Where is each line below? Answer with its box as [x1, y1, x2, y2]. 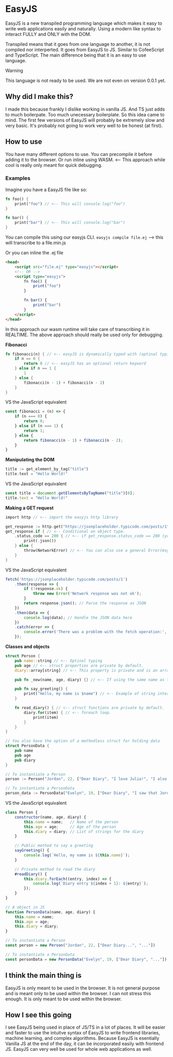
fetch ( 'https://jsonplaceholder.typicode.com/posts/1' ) [5, 577, 128, 582]
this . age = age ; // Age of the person [24, 824, 116, 829]
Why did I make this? [5, 92, 74, 101]
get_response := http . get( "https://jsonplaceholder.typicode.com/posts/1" [5, 524, 169, 529]
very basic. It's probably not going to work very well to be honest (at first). [5, 122, 163, 129]
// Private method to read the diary [14, 867, 96, 872]
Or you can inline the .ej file [5, 250, 63, 256]
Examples [5, 175, 31, 182]
